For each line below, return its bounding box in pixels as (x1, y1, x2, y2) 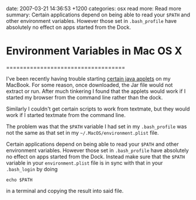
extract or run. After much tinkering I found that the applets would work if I (6, 88, 186, 95)
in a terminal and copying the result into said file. (6, 187, 124, 194)
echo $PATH (6, 176, 33, 183)
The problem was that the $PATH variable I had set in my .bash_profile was (6, 123, 187, 130)
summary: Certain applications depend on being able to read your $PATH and (6, 11, 191, 18)
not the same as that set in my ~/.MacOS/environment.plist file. (6, 129, 159, 136)
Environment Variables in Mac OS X (6, 44, 183, 58)
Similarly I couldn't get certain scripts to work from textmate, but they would (6, 105, 190, 112)
